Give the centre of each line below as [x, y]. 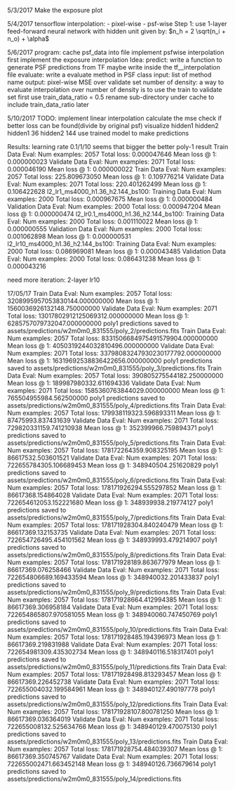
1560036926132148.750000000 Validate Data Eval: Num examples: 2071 [112, 308]
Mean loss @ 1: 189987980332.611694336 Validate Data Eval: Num [104, 383]
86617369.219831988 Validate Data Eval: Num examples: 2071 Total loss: [112, 645]
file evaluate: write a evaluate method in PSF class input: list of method [109, 75]
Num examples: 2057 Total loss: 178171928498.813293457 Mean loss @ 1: [115, 674]
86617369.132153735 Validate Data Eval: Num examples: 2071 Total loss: [112, 532]
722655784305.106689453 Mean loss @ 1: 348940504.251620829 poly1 [113, 465]
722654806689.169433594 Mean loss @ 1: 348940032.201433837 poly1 [113, 577]
